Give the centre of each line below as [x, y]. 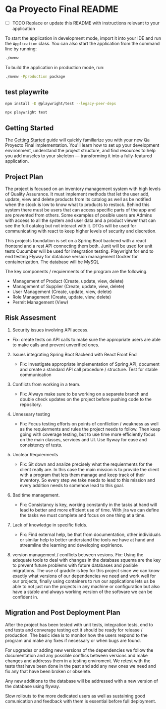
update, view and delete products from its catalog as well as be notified [78, 199]
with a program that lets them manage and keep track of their [82, 475]
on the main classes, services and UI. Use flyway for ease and [83, 439]
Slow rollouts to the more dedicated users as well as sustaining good [75, 696]
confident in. [25, 597]
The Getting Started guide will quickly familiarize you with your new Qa [78, 140]
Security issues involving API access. [50, 330]
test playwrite [27, 92]
